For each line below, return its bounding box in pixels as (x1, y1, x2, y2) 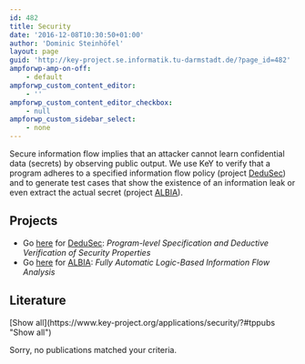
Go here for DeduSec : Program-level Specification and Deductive (22, 238, 269, 248)
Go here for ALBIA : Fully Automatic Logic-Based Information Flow (22, 257, 270, 268)
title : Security (9, 22, 71, 31)
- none (25, 124, 51, 133)
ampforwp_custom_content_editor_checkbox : (9, 97, 173, 107)
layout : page (9, 47, 59, 56)
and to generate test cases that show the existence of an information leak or (9, 177, 296, 187)
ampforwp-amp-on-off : (9, 65, 92, 74)
